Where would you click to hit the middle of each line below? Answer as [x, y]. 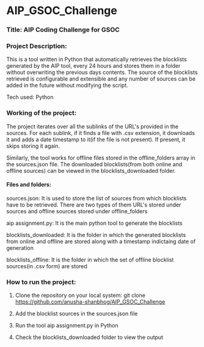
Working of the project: [42, 113]
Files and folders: [29, 184]
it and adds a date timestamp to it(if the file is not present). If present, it [96, 139]
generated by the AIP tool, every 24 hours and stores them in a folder [93, 66]
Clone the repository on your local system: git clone [80, 295]
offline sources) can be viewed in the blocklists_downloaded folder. [91, 170]
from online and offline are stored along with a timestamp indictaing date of [101, 241]
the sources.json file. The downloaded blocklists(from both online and [94, 164]
